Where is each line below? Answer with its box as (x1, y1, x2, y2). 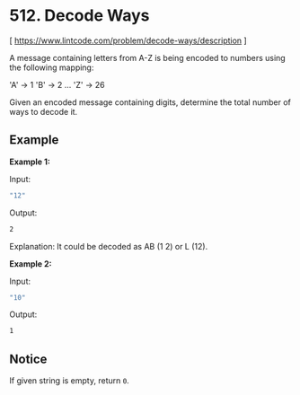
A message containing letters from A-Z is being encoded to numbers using (9, 52, 286, 63)
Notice (9, 351, 48, 366)
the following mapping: (9, 62, 94, 73)
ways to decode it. (9, 106, 78, 117)
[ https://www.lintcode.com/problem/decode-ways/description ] (9, 35, 247, 46)
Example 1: (9, 156, 51, 167)
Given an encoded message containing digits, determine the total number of (9, 96, 292, 108)
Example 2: (9, 258, 52, 269)
